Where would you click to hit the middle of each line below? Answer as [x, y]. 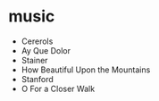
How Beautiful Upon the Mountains [86, 70]
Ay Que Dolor [46, 50]
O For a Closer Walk [58, 88]
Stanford [38, 79]
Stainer [34, 60]
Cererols [37, 41]
